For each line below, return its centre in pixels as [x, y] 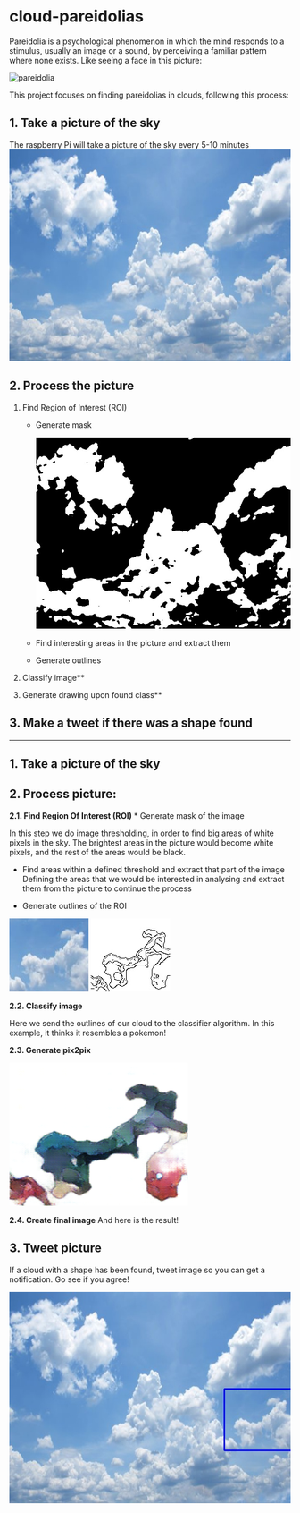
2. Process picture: [63, 794]
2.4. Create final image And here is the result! [94, 1220]
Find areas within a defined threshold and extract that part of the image [154, 869]
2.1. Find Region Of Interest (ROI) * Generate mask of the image [127, 815]
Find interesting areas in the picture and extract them [133, 642]
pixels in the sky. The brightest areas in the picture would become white [142, 842]
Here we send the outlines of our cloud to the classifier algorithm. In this [142, 1023]
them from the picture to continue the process [107, 888]
